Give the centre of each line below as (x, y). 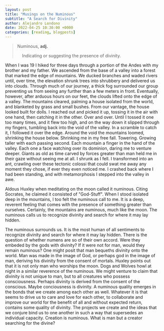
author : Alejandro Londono (33, 23)
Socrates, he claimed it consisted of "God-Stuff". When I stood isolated (77, 194)
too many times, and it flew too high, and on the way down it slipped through (82, 122)
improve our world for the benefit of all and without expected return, (74, 302)
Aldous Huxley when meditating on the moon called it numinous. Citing (76, 189)
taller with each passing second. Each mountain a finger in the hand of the (80, 143)
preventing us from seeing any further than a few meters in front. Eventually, (82, 91)
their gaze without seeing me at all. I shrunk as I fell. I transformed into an (79, 159)
